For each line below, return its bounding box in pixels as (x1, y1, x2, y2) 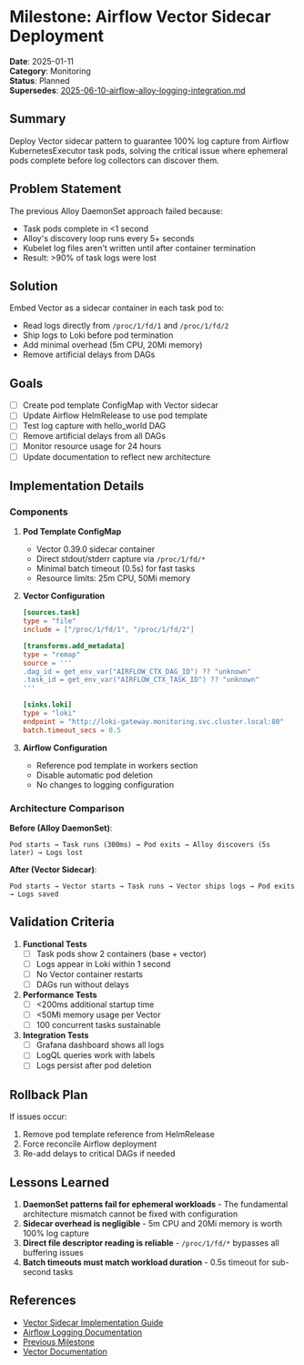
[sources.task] (22, 608, 81, 617)
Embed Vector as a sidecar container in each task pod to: (9, 302, 225, 313)
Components (9, 505, 68, 518)
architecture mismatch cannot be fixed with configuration (22, 1208, 238, 1219)
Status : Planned (9, 75, 70, 86)
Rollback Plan (9, 1086, 88, 1103)
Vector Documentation (22, 1346, 107, 1357)
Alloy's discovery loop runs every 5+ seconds (22, 232, 195, 243)
